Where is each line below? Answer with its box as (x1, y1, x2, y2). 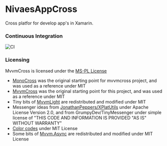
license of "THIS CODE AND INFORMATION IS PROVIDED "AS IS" (12, 114, 146, 120)
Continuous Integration (5, 32, 63, 39)
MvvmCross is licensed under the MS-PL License (5, 67, 107, 73)
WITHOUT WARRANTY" (12, 120, 62, 126)
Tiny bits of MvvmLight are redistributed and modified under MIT (12, 98, 146, 104)
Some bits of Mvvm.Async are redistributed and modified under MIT (12, 130, 153, 136)
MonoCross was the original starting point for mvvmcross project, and (12, 77, 157, 83)
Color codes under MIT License (12, 125, 78, 131)
